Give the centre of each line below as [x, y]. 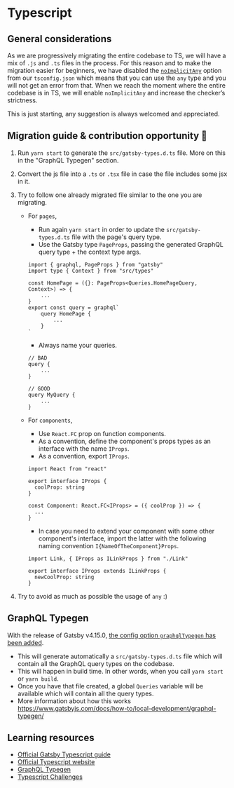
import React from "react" [67, 469]
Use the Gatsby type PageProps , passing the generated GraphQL [131, 244]
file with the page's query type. [117, 237]
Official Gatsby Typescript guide [64, 754]
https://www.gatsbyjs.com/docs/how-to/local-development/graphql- [117, 708]
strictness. [22, 100]
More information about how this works [74, 701]
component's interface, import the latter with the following [122, 538]
